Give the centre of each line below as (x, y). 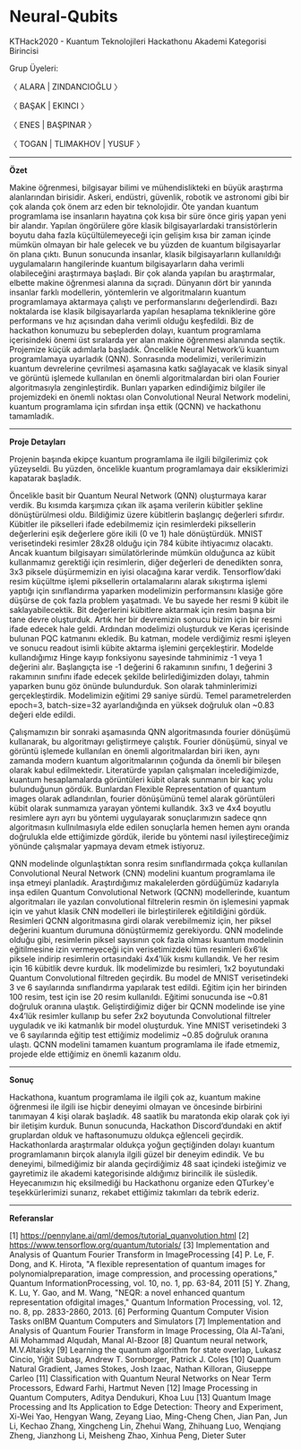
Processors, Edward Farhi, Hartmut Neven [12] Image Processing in (133, 1387)
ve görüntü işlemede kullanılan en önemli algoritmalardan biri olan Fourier (145, 377)
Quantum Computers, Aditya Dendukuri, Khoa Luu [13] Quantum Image (140, 1397)
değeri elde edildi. (43, 714)
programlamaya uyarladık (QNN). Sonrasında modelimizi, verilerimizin (138, 358)
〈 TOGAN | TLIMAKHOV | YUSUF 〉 (77, 143)
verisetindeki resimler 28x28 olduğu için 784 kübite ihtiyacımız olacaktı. (141, 543)
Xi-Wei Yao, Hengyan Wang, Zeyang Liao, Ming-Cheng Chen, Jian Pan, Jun (149, 1416)
